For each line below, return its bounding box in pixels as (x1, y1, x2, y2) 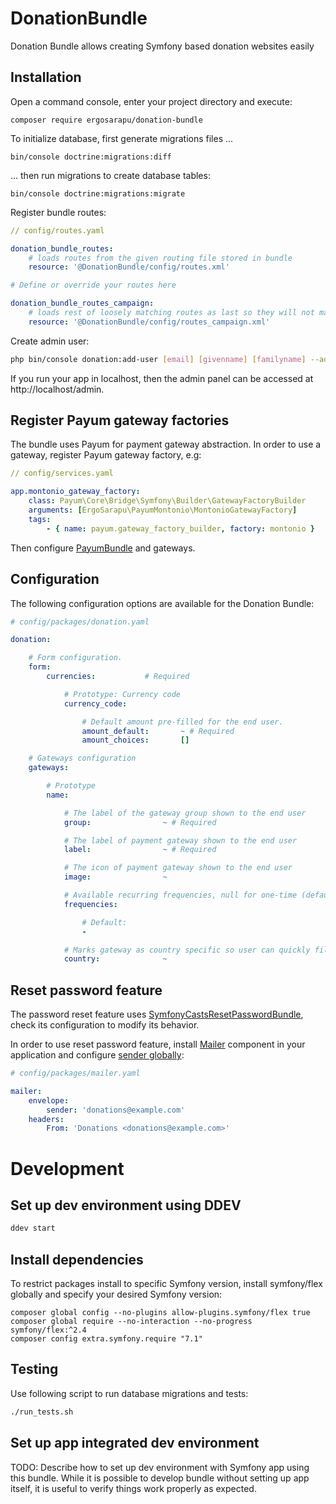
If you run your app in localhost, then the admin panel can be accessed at (10, 372, 314, 384)
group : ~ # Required (63, 817, 217, 827)
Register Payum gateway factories (10, 412, 230, 429)
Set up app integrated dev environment (10, 1435, 260, 1452)
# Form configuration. (28, 653, 123, 663)
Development (10, 1157, 125, 1180)
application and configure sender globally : (10, 1049, 185, 1061)
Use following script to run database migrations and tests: (10, 1387, 249, 1399)
